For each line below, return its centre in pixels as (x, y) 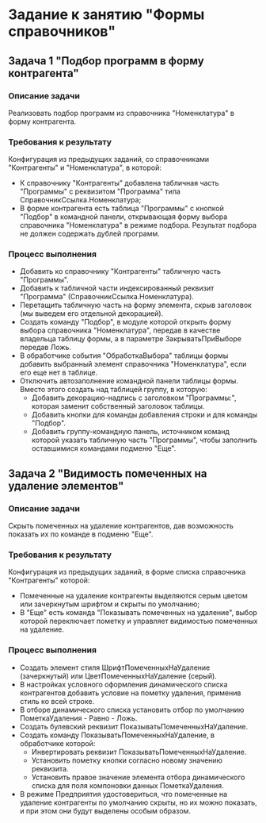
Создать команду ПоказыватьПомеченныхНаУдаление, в (117, 735)
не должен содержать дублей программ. (89, 234)
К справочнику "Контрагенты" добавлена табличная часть (119, 183)
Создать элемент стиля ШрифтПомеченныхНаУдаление (115, 667)
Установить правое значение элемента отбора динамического (138, 777)
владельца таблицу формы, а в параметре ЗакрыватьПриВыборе (130, 339)
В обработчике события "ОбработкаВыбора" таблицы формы (124, 356)
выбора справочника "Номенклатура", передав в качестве (120, 330)
